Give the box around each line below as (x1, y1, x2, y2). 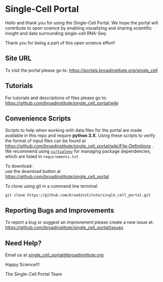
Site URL (5, 54, 32, 63)
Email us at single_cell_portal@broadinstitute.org (5, 252, 104, 258)
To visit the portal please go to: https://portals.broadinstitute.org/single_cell (5, 67, 158, 73)
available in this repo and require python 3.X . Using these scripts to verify (5, 132, 156, 139)
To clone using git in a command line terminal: (5, 183, 98, 189)
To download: (5, 163, 33, 169)
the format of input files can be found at (5, 138, 86, 144)
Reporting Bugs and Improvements (5, 206, 114, 214)
